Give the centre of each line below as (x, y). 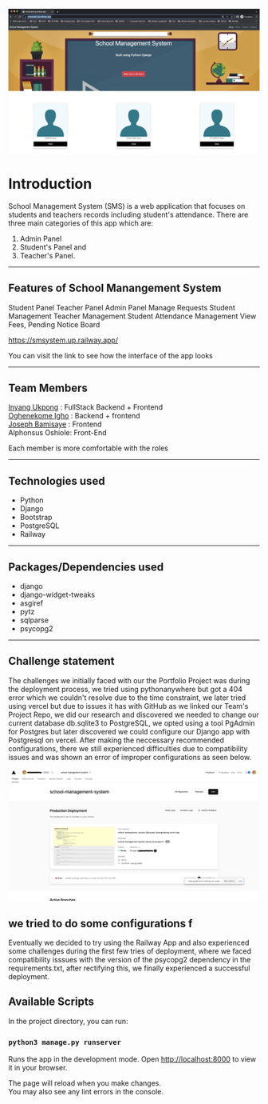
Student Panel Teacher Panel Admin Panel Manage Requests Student (122, 307)
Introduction (50, 184)
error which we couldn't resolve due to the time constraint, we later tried (127, 698)
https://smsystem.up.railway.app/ (63, 340)
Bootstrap (36, 518)
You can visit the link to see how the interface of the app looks (110, 355)
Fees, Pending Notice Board (54, 324)
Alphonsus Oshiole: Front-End (57, 433)
